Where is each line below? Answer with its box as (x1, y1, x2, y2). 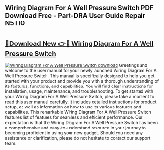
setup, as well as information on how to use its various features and (5, 104, 141, 109)
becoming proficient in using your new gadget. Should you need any (5, 130, 143, 136)
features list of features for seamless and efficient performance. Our (5, 114, 143, 120)
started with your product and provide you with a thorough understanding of (5, 78, 159, 84)
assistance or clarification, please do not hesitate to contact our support (5, 135, 151, 141)
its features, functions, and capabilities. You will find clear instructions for (5, 83, 153, 89)
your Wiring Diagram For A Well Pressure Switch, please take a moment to (5, 94, 155, 99)
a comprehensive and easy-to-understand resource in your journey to (5, 125, 146, 130)
